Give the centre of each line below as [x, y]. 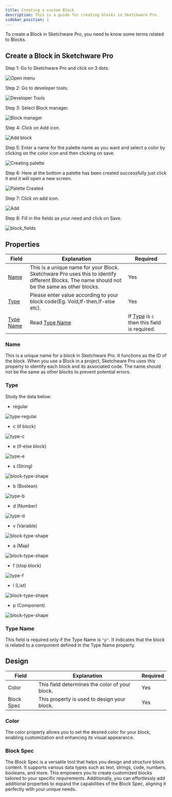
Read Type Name [51, 323]
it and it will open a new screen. [39, 179]
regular [20, 406]
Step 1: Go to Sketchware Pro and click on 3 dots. [57, 68]
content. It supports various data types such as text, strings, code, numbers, [86, 767]
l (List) [19, 585]
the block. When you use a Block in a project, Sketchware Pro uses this [80, 361]
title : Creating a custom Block [40, 10]
